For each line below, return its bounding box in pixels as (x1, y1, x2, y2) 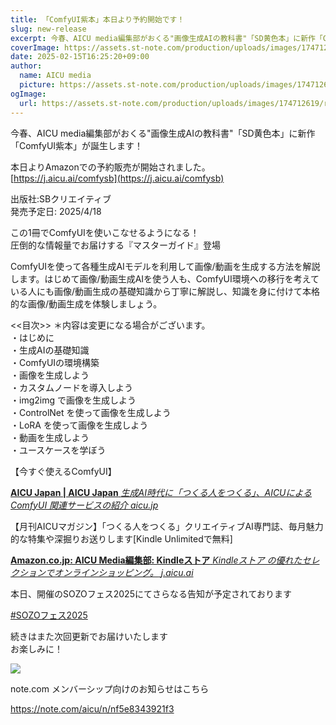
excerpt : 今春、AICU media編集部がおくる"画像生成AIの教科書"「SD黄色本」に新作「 (10, 33, 323, 43)
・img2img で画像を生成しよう (10, 394, 137, 406)
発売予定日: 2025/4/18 (10, 205, 102, 217)
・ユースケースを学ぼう (10, 444, 107, 456)
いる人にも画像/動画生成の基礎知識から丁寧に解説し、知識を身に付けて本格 (10, 285, 321, 297)
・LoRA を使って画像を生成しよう (10, 419, 149, 431)
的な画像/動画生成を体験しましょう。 (10, 297, 163, 310)
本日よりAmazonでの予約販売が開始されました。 (10, 161, 211, 173)
